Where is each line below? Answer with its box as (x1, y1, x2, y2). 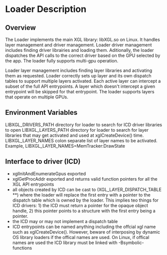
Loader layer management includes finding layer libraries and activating (5, 67, 153, 73)
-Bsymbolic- (118, 240, 144, 246)
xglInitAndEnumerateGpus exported (12, 171, 86, 177)
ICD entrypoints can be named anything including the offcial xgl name (12, 224, 156, 230)
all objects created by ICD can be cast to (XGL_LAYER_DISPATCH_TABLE (12, 186, 162, 193)
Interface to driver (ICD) (5, 157, 81, 166)
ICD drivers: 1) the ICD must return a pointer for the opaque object (12, 202, 149, 208)
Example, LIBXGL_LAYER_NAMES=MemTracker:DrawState (5, 143, 126, 149)
